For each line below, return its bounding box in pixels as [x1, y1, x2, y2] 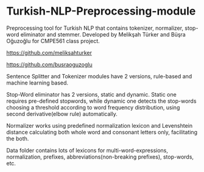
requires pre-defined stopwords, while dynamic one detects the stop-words [6, 97, 197, 105]
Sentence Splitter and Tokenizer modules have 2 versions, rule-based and [6, 72, 192, 80]
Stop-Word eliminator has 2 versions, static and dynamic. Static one [6, 91, 177, 98]
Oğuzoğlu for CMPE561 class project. [6, 37, 100, 44]
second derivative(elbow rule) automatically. [6, 110, 118, 117]
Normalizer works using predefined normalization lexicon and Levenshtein [6, 122, 193, 129]
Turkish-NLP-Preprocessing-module [6, 4, 196, 18]
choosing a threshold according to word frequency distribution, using [6, 103, 180, 111]
